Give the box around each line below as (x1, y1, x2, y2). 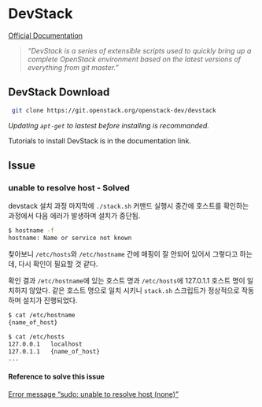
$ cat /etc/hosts (8, 332, 65, 341)
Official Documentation (8, 31, 83, 40)
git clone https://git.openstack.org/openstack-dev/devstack (11, 106, 216, 114)
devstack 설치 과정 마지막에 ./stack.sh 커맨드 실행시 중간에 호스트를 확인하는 (8, 202, 249, 211)
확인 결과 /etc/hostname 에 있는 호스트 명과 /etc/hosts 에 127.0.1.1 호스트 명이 (8, 276, 245, 286)
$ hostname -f (8, 227, 55, 235)
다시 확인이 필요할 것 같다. (18, 259, 98, 268)
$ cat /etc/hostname (8, 312, 76, 320)
